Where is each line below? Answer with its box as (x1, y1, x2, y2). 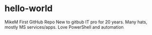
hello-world (4, 3, 53, 14)
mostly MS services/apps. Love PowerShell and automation (4, 24, 124, 30)
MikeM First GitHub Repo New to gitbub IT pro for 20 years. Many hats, (4, 19, 148, 25)
